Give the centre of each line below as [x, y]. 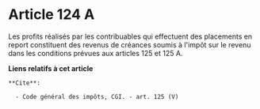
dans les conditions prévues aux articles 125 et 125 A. [96, 53]
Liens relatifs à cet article [51, 68]
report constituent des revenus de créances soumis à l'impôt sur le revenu [130, 44]
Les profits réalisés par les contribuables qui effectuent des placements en [130, 36]
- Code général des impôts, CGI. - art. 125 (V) [97, 96]
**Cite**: [25, 83]
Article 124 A [52, 15]
